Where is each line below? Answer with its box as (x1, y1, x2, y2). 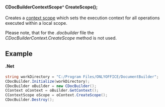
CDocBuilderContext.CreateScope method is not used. (5, 35, 117, 41)
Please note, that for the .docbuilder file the (5, 30, 94, 36)
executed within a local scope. (5, 20, 68, 26)
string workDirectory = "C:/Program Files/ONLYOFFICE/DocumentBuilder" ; (5, 74, 159, 79)
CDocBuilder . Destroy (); (5, 97, 55, 103)
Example (5, 50, 33, 58)
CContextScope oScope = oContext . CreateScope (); (5, 93, 108, 98)
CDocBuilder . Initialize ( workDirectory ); (5, 79, 90, 84)
